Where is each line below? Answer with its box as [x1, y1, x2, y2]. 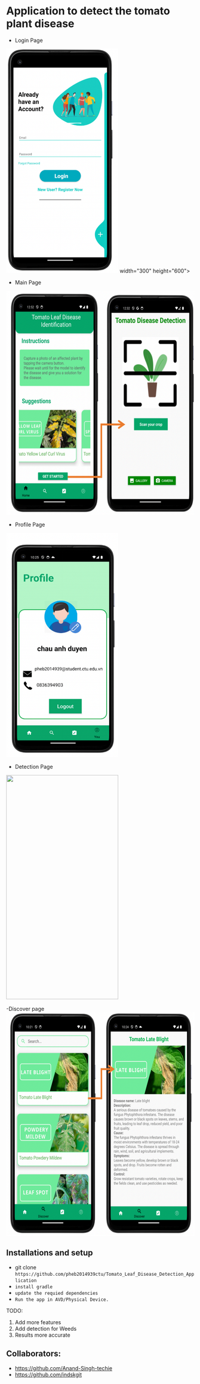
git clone [14, 1263, 37, 1271]
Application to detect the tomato [6, 4, 170, 18]
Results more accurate [14, 1331, 70, 1339]
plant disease [6, 17, 75, 30]
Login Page [14, 36, 43, 44]
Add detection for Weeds [14, 1325, 77, 1332]
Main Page [14, 279, 42, 286]
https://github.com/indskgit [14, 1371, 82, 1378]
